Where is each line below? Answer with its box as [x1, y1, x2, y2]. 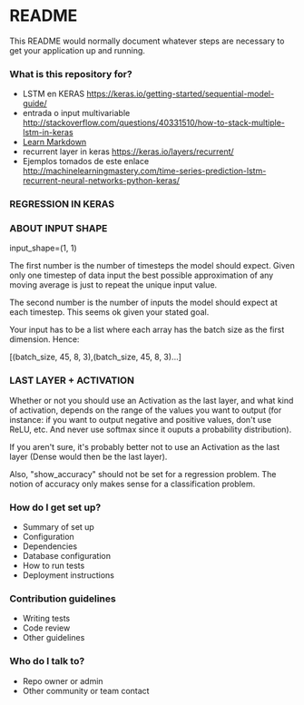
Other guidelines [22, 632, 85, 643]
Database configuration [22, 551, 112, 562]
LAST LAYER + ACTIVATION [9, 374, 134, 387]
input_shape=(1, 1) [9, 242, 77, 254]
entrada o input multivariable [22, 108, 131, 119]
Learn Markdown [22, 137, 87, 148]
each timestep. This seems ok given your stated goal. [9, 307, 210, 318]
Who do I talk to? [9, 655, 85, 668]
